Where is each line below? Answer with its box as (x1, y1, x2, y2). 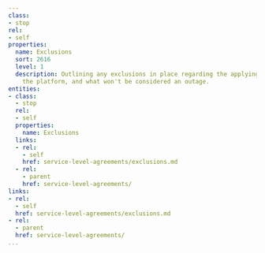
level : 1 (15, 63, 44, 71)
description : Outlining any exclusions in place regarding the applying (15, 70, 259, 78)
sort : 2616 (15, 56, 51, 64)
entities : (8, 84, 41, 93)
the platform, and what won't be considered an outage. (22, 77, 211, 85)
